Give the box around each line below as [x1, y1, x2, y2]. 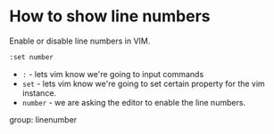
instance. [21, 87, 56, 99]
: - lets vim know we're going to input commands [21, 68, 204, 79]
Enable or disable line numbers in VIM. [9, 35, 151, 46]
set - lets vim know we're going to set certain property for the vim [21, 78, 265, 89]
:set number [9, 52, 54, 61]
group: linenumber [9, 114, 78, 125]
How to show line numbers [9, 6, 212, 27]
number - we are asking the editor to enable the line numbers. [21, 97, 246, 107]
